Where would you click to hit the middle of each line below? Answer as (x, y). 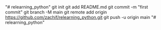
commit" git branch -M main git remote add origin (56, 12)
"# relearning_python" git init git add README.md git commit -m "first (77, 7)
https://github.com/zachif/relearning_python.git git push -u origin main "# (81, 17)
